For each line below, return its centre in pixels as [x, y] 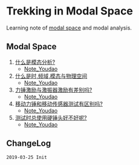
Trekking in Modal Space [70, 11]
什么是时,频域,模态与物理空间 [51, 76]
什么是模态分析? [35, 62]
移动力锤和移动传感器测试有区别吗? [59, 104]
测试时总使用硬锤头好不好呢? [51, 117]
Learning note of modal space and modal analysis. [69, 28]
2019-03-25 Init [27, 157]
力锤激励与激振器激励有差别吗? [53, 90]
